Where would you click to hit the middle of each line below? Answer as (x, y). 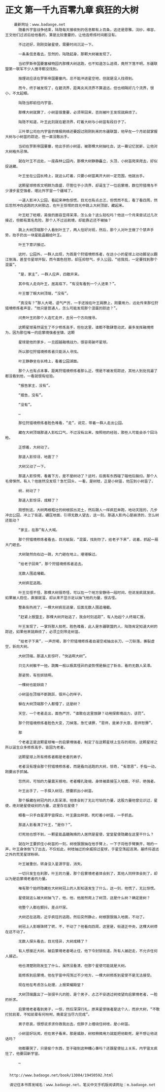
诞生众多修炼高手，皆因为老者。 (40, 747)
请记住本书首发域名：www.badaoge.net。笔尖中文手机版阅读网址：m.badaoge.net (83, 1085)
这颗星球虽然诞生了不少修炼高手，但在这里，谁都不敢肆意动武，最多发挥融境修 (86, 327)
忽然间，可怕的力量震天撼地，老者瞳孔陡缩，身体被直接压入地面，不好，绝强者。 (88, 781)
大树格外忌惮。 (18, 151)
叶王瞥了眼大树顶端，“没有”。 (44, 293)
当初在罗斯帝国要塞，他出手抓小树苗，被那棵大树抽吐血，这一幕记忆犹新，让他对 (88, 146)
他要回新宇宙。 (29, 1054)
